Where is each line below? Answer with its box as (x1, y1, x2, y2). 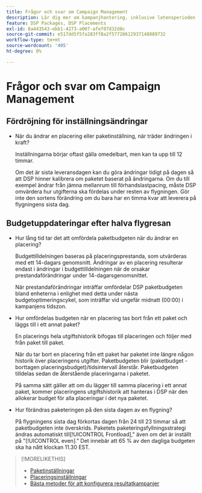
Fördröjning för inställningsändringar (6, 116, 148, 127)
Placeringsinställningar (30, 473, 87, 480)
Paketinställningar (30, 466, 75, 474)
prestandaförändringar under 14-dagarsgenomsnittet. (14, 271, 148, 279)
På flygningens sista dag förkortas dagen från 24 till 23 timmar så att (14, 417, 186, 425)
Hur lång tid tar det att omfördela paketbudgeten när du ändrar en (14, 234, 179, 242)
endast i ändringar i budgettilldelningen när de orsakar (14, 265, 150, 272)
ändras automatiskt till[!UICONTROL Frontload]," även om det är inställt (14, 430, 192, 438)
